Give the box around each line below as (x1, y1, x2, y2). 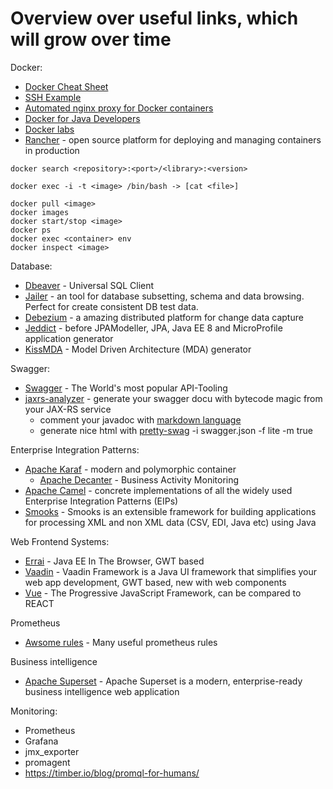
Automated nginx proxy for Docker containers (24, 102, 214, 114)
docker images (10, 207, 70, 217)
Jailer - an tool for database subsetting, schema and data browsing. (24, 290, 305, 302)
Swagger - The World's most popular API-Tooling (24, 382, 228, 394)
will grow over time (10, 28, 172, 51)
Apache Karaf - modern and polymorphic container (24, 463, 237, 475)
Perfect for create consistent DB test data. (24, 300, 199, 312)
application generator (24, 332, 114, 344)
